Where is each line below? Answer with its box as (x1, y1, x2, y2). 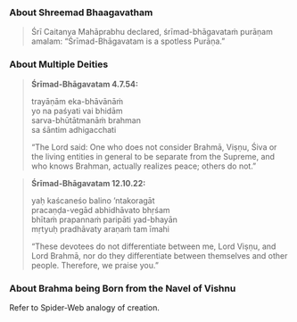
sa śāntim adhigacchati (30, 124, 117, 135)
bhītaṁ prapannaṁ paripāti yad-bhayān (30, 214, 178, 225)
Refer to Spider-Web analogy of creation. (9, 301, 161, 313)
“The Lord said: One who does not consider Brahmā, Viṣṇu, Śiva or (30, 141, 277, 153)
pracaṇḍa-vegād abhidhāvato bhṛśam (30, 204, 171, 215)
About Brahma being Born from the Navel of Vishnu (9, 282, 236, 294)
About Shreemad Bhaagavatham (9, 6, 153, 19)
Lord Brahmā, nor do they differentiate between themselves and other (30, 250, 288, 260)
